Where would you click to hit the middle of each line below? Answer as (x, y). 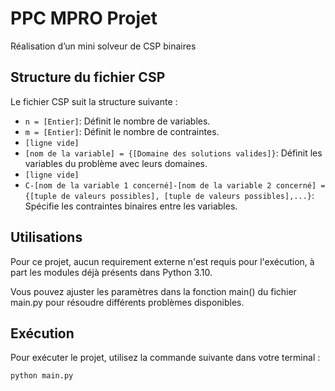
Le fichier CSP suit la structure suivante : (94, 101)
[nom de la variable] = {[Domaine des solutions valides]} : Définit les (173, 153)
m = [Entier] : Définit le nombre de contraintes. (122, 131)
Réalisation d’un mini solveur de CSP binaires (103, 46)
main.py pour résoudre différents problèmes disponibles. (127, 302)
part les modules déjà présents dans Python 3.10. (111, 272)
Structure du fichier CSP (88, 77)
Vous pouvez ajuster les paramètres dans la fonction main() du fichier (153, 291)
